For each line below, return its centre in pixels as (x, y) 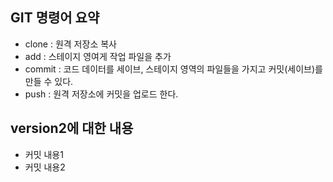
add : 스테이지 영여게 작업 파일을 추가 (98, 56)
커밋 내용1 (44, 154)
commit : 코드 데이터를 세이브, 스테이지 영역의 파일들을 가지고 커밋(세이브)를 (173, 69)
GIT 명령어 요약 (55, 18)
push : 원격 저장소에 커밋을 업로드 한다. (101, 94)
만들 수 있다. (49, 81)
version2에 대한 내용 (72, 128)
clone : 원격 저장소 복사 (70, 44)
